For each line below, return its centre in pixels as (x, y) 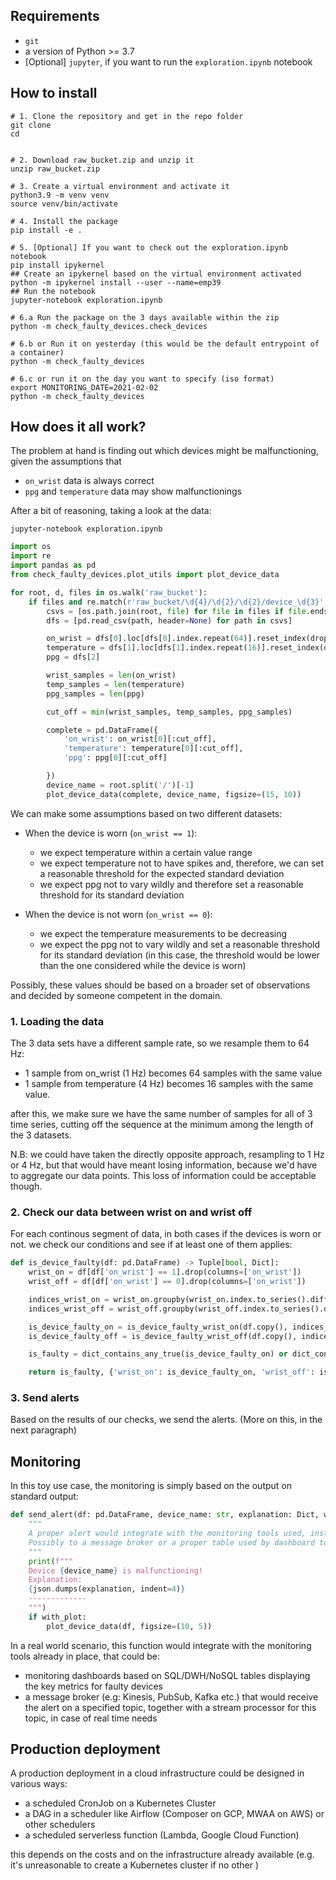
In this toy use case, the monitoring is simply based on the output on (151, 1486)
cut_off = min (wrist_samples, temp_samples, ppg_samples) (169, 712)
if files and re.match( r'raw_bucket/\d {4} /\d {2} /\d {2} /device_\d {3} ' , (178, 602)
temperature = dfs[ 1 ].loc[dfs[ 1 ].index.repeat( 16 (151, 648)
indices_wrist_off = (71, 1309)
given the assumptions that (66, 461)
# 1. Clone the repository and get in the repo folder (127, 116)
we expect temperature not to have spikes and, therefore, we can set (182, 863)
